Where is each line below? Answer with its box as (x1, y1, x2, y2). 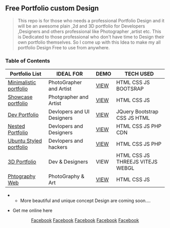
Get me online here (12, 208, 53, 214)
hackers (48, 144, 68, 151)
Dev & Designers (48, 158, 89, 166)
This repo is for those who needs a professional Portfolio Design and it (17, 17, 164, 23)
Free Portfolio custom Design (5, 4, 99, 13)
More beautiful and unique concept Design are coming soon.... (20, 198, 151, 204)
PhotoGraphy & (48, 173, 84, 180)
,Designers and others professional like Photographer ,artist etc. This (17, 28, 161, 35)
